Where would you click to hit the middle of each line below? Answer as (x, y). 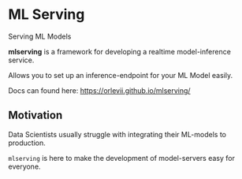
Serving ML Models (40, 36)
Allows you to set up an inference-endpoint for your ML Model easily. (121, 75)
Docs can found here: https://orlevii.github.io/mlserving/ (99, 90)
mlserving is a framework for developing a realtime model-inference (119, 51)
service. (21, 60)
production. (27, 143)
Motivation (35, 116)
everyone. (24, 166)
